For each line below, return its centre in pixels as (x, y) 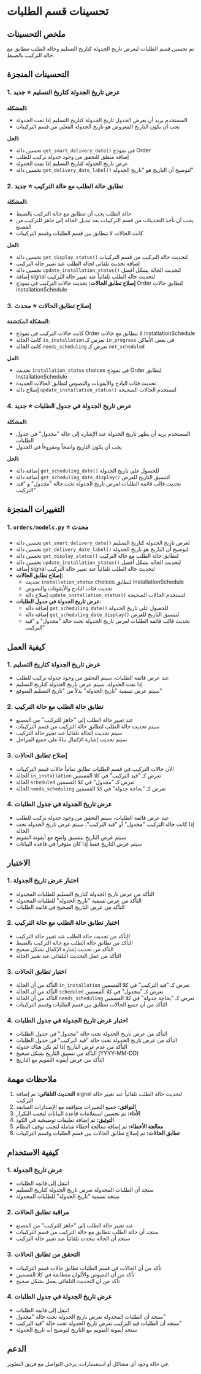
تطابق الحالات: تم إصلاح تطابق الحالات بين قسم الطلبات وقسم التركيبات (98, 1133)
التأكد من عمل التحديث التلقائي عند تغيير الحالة (68, 955)
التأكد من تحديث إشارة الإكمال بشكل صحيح (65, 949)
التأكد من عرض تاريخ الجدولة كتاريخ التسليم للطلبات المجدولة (85, 893)
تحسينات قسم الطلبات (58, 11)
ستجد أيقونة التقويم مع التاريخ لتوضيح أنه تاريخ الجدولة (76, 1329)
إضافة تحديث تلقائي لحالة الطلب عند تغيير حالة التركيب (78, 263)
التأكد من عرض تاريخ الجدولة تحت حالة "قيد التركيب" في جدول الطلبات (97, 1040)
